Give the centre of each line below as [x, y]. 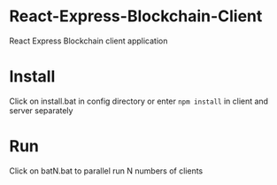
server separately [41, 110]
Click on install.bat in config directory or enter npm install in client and [138, 101]
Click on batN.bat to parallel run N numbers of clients [106, 171]
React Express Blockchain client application [88, 41]
